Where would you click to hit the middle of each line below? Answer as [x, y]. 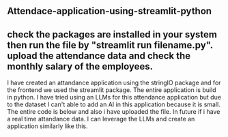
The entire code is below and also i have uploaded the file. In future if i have [114, 112]
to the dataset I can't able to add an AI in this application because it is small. [114, 104]
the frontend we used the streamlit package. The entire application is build [112, 90]
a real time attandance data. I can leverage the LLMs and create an [101, 119]
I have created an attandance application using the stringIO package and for [114, 83]
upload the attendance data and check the [99, 56]
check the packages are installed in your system [112, 34]
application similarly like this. [47, 126]
